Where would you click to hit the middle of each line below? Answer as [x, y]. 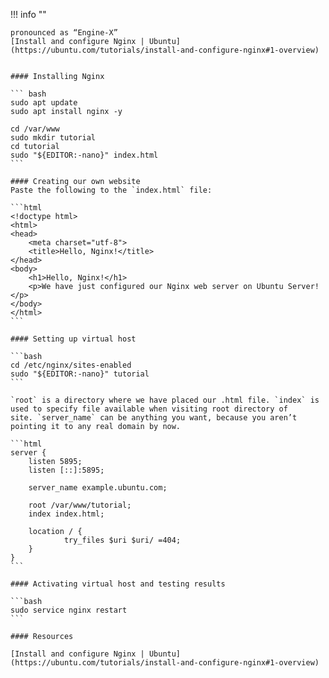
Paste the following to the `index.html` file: [111, 190]
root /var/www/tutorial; [80, 505]
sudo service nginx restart [69, 610]
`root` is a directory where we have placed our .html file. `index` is [165, 400]
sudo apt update [44, 103]
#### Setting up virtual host [73, 339]
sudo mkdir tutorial [53, 138]
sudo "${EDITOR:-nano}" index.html [84, 155]
